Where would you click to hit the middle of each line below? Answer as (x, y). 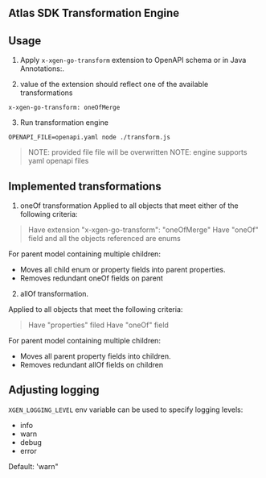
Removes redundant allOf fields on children (91, 365)
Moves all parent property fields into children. (95, 356)
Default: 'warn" (33, 466)
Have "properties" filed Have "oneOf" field (98, 325)
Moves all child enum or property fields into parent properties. (123, 270)
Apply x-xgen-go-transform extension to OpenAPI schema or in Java (133, 60)
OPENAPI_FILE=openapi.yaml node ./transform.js (90, 137)
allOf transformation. (54, 294)
